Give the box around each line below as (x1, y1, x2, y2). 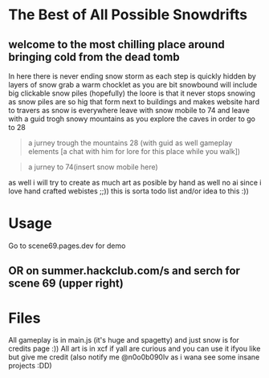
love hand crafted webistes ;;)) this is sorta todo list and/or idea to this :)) (8, 186, 249, 196)
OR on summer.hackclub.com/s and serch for (8, 264, 241, 278)
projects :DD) (8, 361, 52, 371)
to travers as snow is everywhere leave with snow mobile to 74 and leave (8, 106, 251, 115)
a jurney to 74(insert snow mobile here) (27, 162, 158, 172)
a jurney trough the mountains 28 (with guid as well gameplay (27, 138, 233, 148)
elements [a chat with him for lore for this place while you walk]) (27, 147, 241, 156)
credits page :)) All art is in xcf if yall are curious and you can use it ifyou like (8, 343, 261, 354)
